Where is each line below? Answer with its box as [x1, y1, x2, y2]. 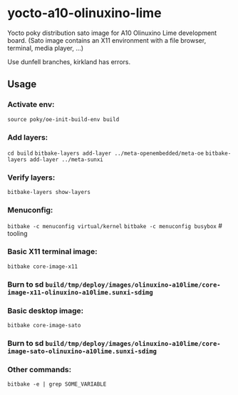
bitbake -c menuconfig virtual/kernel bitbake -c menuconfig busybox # [7, 221, 223, 230]
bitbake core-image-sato [7, 322, 81, 329]
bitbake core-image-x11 [7, 262, 78, 270]
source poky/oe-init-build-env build [7, 116, 120, 123]
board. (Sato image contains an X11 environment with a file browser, [7, 36, 207, 44]
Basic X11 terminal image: [7, 247, 98, 257]
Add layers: [7, 132, 48, 142]
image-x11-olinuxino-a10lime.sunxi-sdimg [7, 288, 153, 297]
